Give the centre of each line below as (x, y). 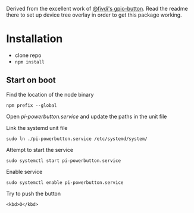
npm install (29, 62)
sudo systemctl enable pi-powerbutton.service (65, 182)
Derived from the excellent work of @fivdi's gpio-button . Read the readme (97, 9)
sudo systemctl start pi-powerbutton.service (63, 160)
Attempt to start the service (40, 150)
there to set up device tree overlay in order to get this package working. (94, 15)
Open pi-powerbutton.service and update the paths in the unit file (87, 116)
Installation (35, 39)
